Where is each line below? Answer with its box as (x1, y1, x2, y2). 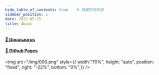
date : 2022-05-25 (5, 16, 41, 21)
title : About (5, 21, 32, 26)
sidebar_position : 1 (5, 12, 48, 17)
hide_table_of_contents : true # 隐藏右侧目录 (5, 7, 104, 12)
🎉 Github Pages (5, 48, 38, 54)
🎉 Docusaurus (5, 36, 35, 42)
